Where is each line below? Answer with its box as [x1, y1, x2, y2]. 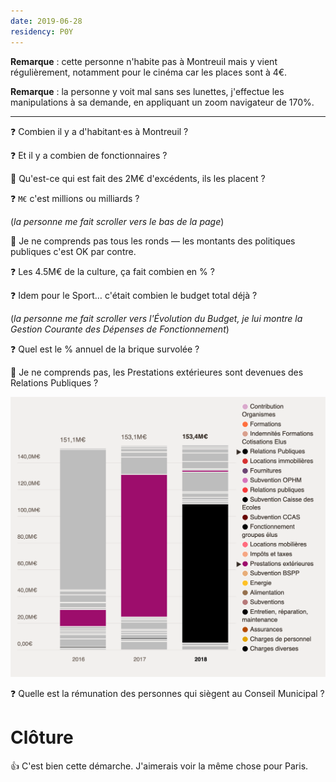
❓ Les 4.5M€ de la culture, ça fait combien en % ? [10, 265, 215, 277]
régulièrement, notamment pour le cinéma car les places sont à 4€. [10, 66, 288, 78]
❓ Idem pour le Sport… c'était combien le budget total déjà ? [10, 289, 258, 301]
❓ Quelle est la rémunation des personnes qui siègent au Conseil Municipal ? [10, 687, 325, 699]
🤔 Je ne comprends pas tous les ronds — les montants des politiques [10, 235, 296, 247]
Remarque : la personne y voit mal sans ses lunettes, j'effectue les [10, 85, 285, 97]
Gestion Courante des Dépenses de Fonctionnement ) [10, 323, 230, 335]
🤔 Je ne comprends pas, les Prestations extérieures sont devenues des [10, 366, 304, 378]
